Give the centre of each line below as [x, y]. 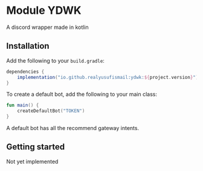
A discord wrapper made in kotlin [47, 27]
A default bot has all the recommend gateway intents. [73, 128]
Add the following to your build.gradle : [55, 60]
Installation [28, 46]
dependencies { [25, 72]
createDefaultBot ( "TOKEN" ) [51, 111]
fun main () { [23, 105]
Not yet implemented [32, 161]
